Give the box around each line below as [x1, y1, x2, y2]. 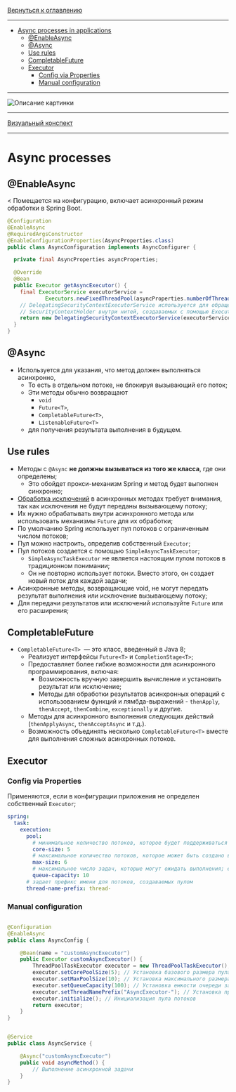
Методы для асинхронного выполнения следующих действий [27, 712, 214, 721]
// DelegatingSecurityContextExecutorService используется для [20, 301, 209, 308]
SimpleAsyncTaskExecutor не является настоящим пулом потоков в [27, 554, 226, 563]
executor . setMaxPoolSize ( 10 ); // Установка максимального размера [32, 975, 231, 982]
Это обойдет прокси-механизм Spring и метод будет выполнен [27, 479, 218, 487]
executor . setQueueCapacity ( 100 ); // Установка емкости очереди [32, 982, 221, 989]
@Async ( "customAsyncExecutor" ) [20, 1053, 112, 1060]
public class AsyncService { [7, 1040, 93, 1047]
